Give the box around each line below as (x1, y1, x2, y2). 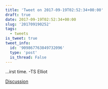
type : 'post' (10, 50, 38, 55)
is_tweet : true (5, 36, 38, 41)
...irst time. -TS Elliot (5, 69, 47, 75)
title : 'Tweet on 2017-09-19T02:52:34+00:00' (5, 7, 103, 13)
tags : (5, 26, 17, 32)
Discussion (5, 78, 29, 84)
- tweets (10, 31, 29, 36)
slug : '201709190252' (5, 21, 51, 27)
